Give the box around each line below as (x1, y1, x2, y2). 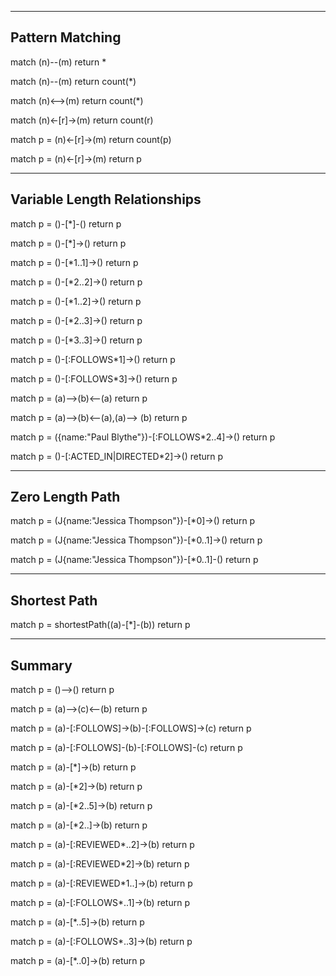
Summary (10, 657, 73, 674)
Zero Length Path (10, 489, 121, 506)
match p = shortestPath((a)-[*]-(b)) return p (10, 619, 191, 631)
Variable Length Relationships (10, 191, 202, 208)
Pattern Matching (10, 29, 122, 46)
